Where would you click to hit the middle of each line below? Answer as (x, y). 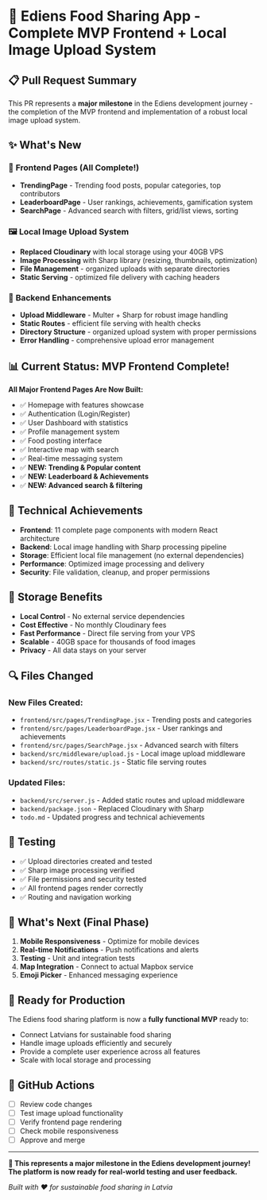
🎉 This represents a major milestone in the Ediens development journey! (130, 1163)
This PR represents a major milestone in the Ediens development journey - (131, 103)
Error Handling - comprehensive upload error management (117, 340)
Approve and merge (52, 1140)
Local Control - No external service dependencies (102, 616)
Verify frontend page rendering (71, 1122)
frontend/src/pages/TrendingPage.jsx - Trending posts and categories (135, 720)
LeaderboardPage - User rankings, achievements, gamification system (136, 202)
